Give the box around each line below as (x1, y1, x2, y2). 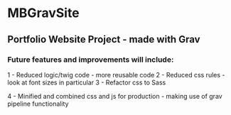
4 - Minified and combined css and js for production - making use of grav (7, 92, 222, 100)
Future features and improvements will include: (7, 55, 174, 65)
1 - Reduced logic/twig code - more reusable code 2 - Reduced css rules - (7, 70, 225, 79)
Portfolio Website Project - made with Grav (7, 33, 200, 45)
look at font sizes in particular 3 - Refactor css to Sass (7, 78, 166, 87)
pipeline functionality (7, 99, 69, 108)
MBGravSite (7, 5, 80, 21)
